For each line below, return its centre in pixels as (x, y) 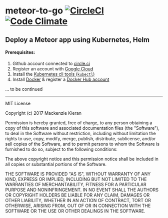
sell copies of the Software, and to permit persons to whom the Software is (82, 144)
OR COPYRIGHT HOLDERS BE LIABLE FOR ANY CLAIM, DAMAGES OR (77, 195)
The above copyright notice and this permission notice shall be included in (82, 159)
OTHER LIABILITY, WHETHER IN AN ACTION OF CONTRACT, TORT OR (78, 200)
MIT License (18, 103)
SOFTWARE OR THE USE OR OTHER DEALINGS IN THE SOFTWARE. (75, 211)
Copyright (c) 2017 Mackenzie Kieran (43, 113)
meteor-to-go (34, 11)
